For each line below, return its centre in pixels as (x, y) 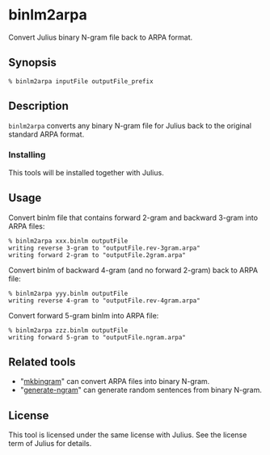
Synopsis (32, 63)
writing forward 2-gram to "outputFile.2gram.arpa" (97, 255)
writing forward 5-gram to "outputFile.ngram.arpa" (97, 337)
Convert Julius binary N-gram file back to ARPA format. (100, 37)
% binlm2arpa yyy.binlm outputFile (68, 293)
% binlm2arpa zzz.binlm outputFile (68, 330)
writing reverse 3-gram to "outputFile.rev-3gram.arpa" (104, 248)
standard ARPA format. (46, 134)
